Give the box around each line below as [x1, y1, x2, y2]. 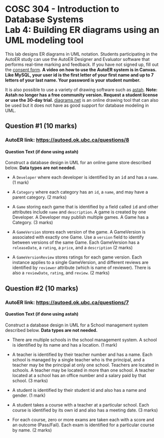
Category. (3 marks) [12, 220, 53, 226]
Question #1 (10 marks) [5, 122, 77, 130]
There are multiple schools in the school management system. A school [12, 337, 157, 343]
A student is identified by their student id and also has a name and [12, 387, 146, 393]
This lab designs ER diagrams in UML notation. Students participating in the [5, 51, 158, 57]
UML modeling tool [5, 35, 83, 46]
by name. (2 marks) [12, 427, 52, 433]
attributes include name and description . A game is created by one [12, 209, 146, 215]
